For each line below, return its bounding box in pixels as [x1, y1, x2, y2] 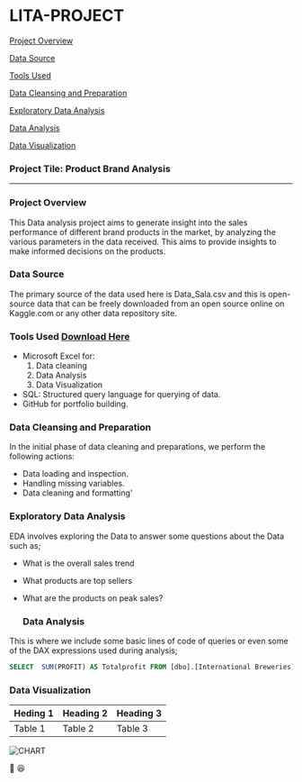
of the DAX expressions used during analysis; [9, 645, 178, 656]
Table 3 [116, 723, 148, 735]
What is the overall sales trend [22, 558, 135, 568]
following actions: [9, 451, 75, 462]
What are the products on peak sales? [22, 592, 164, 604]
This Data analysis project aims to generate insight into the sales [9, 217, 248, 228]
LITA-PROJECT [9, 5, 124, 26]
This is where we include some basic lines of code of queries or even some [9, 636, 289, 647]
